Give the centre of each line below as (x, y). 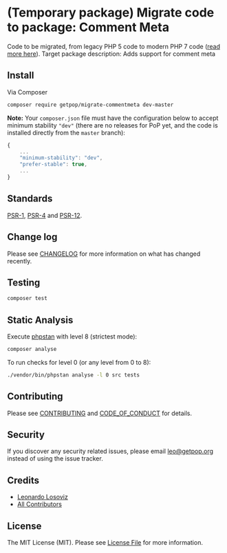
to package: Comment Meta (88, 27)
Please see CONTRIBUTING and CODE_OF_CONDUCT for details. (100, 413)
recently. (20, 261)
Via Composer (28, 92)
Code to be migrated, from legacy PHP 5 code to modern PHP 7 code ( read (114, 46)
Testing (24, 282)
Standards (30, 199)
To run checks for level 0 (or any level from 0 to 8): (79, 362)
